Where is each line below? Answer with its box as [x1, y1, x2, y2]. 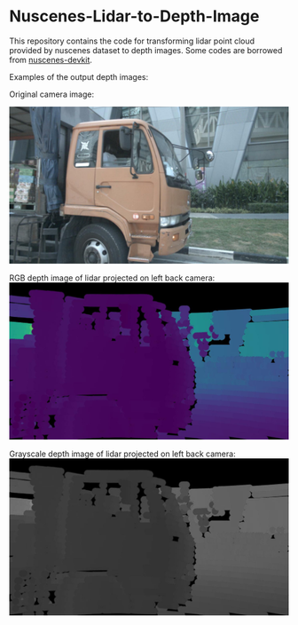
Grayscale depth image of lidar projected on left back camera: [9, 448, 237, 459]
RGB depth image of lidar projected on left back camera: [9, 273, 216, 283]
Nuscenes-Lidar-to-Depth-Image [9, 6, 260, 27]
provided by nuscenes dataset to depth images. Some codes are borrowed [9, 44, 283, 55]
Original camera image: [9, 89, 95, 99]
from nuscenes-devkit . [9, 54, 93, 65]
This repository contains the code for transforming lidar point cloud [9, 36, 255, 46]
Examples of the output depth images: [9, 71, 149, 82]
